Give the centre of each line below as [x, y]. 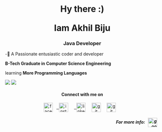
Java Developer [82, 44]
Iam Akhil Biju [82, 28]
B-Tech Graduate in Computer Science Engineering [58, 64]
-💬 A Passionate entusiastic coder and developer [54, 54]
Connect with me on [82, 95]
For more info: [130, 122]
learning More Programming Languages [46, 73]
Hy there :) [82, 9]
